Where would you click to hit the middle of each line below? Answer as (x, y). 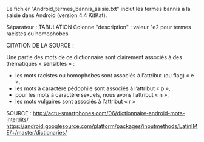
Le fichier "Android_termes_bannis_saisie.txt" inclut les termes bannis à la (98, 9)
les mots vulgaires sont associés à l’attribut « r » (75, 101)
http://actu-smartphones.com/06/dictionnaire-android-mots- (109, 113)
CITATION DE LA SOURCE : (40, 45)
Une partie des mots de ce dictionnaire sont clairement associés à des (94, 57)
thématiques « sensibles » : (40, 64)
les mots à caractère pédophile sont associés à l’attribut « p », (93, 88)
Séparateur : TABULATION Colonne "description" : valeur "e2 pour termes (99, 27)
